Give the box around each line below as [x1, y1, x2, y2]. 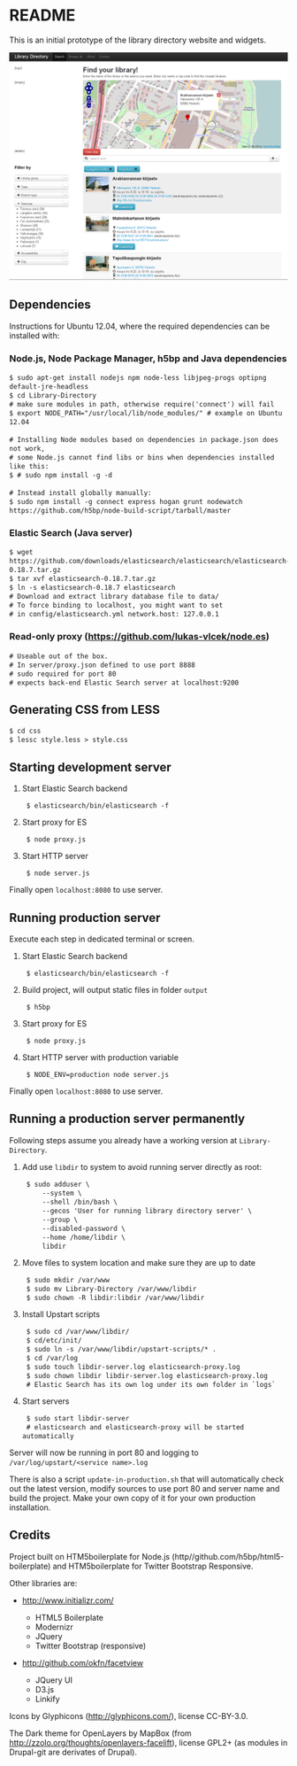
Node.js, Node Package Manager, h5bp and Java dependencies [9, 352, 287, 364]
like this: [9, 462, 49, 471]
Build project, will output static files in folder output [21, 985, 209, 995]
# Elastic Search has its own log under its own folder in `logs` [26, 1380, 276, 1389]
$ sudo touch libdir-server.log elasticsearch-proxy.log [26, 1362, 240, 1371]
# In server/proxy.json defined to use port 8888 [9, 661, 196, 670]
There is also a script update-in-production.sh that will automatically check [9, 1474, 285, 1484]
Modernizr [34, 1622, 73, 1632]
